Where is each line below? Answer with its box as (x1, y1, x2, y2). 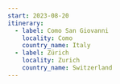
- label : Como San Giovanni (14, 26, 110, 34)
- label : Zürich (14, 49, 69, 57)
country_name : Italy (22, 42, 91, 50)
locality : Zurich (22, 57, 81, 65)
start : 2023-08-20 (7, 11, 69, 20)
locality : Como (22, 34, 73, 42)
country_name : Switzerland (22, 64, 113, 72)
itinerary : (7, 19, 44, 27)
